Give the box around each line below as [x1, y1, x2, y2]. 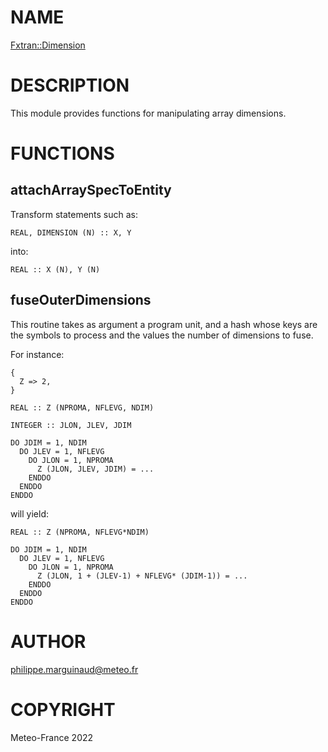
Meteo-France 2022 [10, 731, 94, 743]
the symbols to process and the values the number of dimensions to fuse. [10, 329, 314, 341]
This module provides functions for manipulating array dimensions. [10, 107, 287, 119]
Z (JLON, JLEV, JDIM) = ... [36, 464, 155, 474]
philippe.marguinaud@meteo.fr [10, 663, 139, 675]
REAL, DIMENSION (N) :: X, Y [10, 227, 132, 238]
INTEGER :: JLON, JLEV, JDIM [10, 420, 132, 430]
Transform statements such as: [10, 208, 139, 220]
